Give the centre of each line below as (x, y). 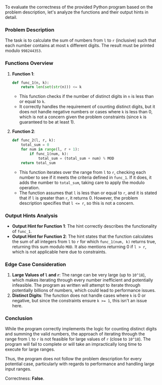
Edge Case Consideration (36, 264)
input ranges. (18, 369)
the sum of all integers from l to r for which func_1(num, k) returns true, (84, 241)
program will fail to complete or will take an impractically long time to (74, 344)
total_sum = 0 (35, 145)
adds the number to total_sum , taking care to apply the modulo (82, 182)
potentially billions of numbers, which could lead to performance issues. (84, 291)
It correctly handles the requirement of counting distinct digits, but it (87, 107)
